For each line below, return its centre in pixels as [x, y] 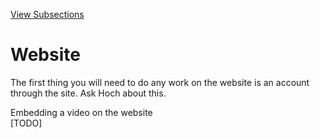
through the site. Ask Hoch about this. [88, 93]
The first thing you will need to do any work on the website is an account [160, 82]
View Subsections [47, 14]
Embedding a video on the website [81, 112]
